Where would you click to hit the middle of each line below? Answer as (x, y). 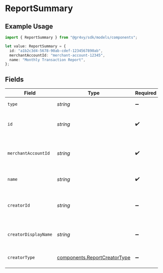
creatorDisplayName (30, 235)
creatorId (19, 206)
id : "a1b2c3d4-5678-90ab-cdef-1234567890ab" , (56, 51)
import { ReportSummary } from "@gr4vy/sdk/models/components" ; (71, 37)
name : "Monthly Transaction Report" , (48, 60)
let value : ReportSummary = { (36, 46)
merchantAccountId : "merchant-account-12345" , (57, 55)
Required (146, 93)
